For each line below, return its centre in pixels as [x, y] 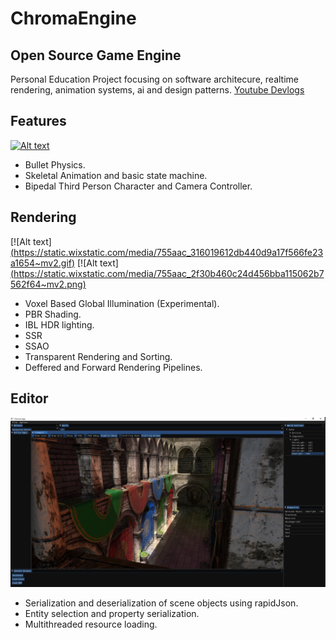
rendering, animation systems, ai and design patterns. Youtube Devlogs [157, 90]
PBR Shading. [53, 314]
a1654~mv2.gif [41, 263]
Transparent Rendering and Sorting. [98, 356]
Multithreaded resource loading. [91, 624]
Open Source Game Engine [96, 55]
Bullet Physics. [55, 164]
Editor [29, 398]
